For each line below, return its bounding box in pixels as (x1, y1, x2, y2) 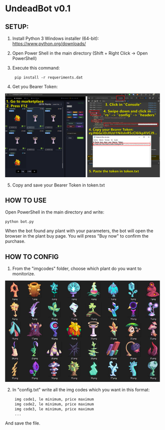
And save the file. (5, 420, 41, 426)
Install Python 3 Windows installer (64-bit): (12, 35, 99, 41)
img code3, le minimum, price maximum (14, 407, 94, 412)
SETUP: (5, 23, 29, 31)
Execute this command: (12, 65, 60, 71)
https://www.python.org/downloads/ (12, 41, 86, 47)
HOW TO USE (5, 196, 47, 205)
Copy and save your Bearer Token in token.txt (12, 182, 105, 188)
